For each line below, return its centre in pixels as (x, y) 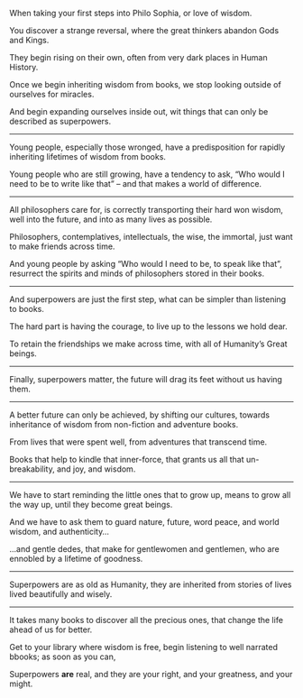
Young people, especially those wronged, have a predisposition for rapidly (147, 147)
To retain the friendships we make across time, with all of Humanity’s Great (148, 344)
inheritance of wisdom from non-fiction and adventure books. (124, 424)
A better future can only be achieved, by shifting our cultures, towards (140, 415)
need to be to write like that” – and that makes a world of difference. (136, 184)
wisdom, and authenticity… (60, 532)
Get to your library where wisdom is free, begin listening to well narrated (143, 647)
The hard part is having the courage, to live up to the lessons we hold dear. (149, 326)
